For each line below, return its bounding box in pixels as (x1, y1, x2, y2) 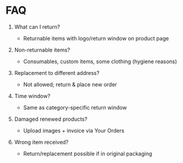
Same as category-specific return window (23, 104, 127, 111)
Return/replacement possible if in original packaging (23, 150, 152, 157)
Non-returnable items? (14, 46, 70, 54)
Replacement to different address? (14, 69, 100, 76)
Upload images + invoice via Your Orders (23, 127, 125, 134)
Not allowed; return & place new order (23, 81, 117, 88)
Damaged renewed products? (14, 115, 88, 123)
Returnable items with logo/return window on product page (23, 35, 169, 42)
